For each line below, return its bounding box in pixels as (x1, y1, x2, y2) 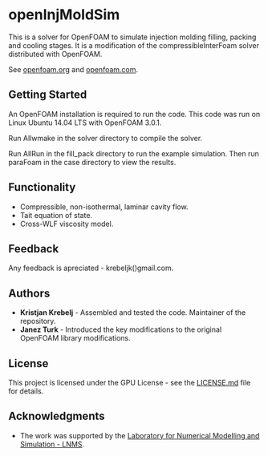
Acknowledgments (8, 410, 106, 423)
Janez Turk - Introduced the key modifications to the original (19, 325, 222, 334)
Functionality (8, 180, 76, 194)
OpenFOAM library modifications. (19, 333, 131, 343)
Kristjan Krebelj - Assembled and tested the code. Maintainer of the (19, 308, 246, 317)
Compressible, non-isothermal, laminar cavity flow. (19, 202, 189, 212)
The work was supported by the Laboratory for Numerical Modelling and (19, 430, 260, 440)
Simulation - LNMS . (19, 439, 85, 449)
